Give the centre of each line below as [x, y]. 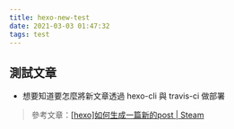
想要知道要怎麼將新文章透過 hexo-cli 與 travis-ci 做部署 [124, 96]
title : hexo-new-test [50, 17]
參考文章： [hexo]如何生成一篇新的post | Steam [117, 115]
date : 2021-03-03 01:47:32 [60, 26]
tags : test [30, 34]
